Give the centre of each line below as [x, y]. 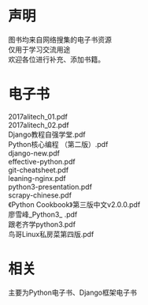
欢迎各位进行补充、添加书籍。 [56, 59]
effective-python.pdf [42, 161]
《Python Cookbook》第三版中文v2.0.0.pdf [74, 204]
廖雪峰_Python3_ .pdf [43, 214]
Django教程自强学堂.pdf [47, 134]
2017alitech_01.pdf [38, 116]
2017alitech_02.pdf [39, 125]
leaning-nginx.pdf [37, 178]
